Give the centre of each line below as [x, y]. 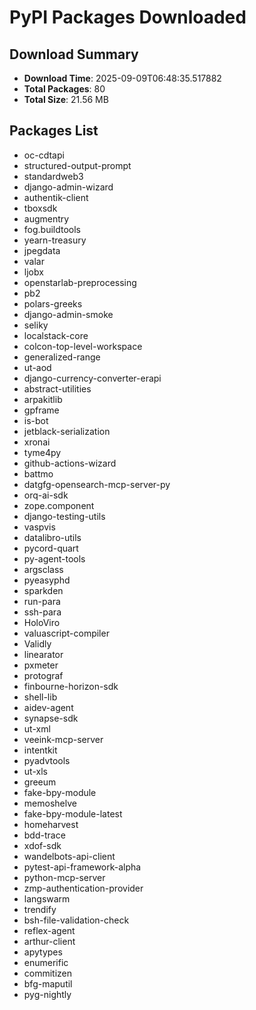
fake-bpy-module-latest [73, 813]
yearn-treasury [55, 240]
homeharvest [51, 824]
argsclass [43, 569]
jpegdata [42, 250]
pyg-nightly [47, 994]
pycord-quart [51, 548]
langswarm [47, 898]
